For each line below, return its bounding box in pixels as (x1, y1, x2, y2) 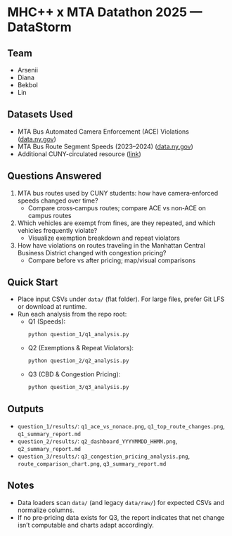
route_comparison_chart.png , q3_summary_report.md (17, 459, 167, 468)
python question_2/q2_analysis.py (27, 357, 129, 364)
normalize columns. (17, 506, 75, 514)
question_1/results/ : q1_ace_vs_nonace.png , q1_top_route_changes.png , (17, 421, 225, 430)
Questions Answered (7, 170, 102, 182)
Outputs (7, 403, 44, 415)
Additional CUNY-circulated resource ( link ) (17, 149, 142, 158)
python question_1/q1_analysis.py (27, 331, 129, 338)
